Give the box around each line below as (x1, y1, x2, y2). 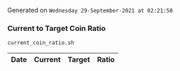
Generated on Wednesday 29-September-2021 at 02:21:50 (7, 6, 174, 14)
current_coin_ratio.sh (7, 39, 74, 46)
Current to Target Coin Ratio (7, 23, 106, 33)
